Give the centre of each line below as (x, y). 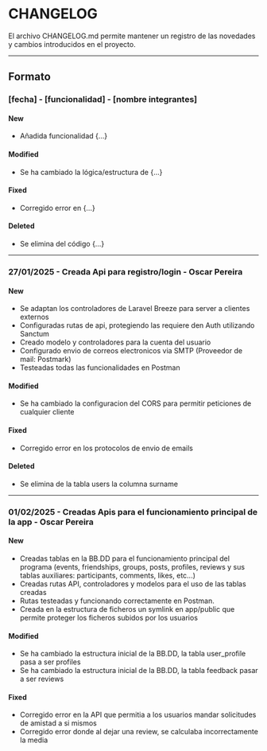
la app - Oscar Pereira (51, 522)
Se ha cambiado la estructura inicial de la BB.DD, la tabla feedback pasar (139, 671)
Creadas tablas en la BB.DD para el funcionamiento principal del (125, 558)
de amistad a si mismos (58, 723)
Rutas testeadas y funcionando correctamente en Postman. (117, 601)
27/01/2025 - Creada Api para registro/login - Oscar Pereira (126, 271)
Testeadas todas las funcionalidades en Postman (100, 368)
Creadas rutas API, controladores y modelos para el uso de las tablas (133, 584)
